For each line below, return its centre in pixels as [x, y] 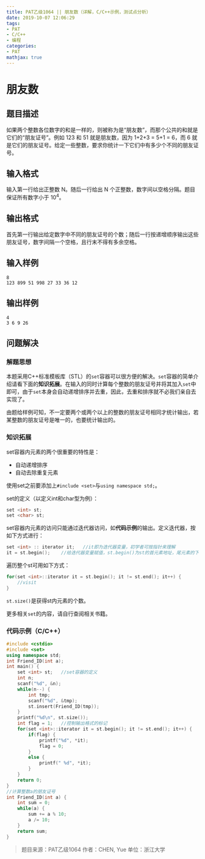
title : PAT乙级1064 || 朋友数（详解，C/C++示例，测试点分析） [79, 12]
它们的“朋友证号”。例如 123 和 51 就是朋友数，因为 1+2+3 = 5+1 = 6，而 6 [99, 137]
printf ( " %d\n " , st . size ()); [53, 718]
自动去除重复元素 [37, 472]
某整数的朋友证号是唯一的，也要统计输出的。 [63, 420]
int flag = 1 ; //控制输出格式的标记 [63, 723]
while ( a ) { [31, 809]
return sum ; [32, 831]
